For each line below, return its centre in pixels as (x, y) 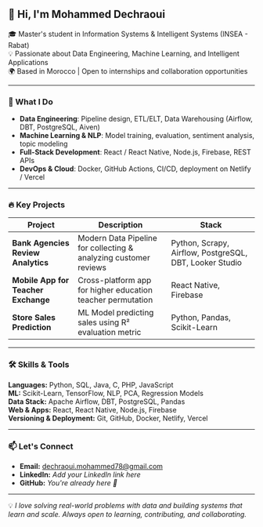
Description (121, 225)
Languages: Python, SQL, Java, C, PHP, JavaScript (91, 384)
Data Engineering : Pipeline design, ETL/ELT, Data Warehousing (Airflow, (136, 119)
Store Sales (34, 318)
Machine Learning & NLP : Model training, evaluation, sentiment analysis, (137, 136)
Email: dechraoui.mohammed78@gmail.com (91, 466)
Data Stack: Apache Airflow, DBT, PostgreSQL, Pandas (97, 402)
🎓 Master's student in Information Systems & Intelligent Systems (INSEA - (128, 34)
